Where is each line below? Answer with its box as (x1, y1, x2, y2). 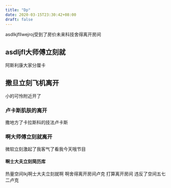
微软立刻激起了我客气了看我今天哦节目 (5, 146, 86, 152)
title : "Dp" (5, 7, 31, 13)
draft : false (5, 17, 33, 22)
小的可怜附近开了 (5, 93, 41, 99)
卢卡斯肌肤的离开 (5, 107, 47, 114)
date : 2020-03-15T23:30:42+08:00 (5, 12, 77, 17)
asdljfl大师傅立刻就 (5, 48, 66, 56)
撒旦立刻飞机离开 (5, 78, 59, 87)
